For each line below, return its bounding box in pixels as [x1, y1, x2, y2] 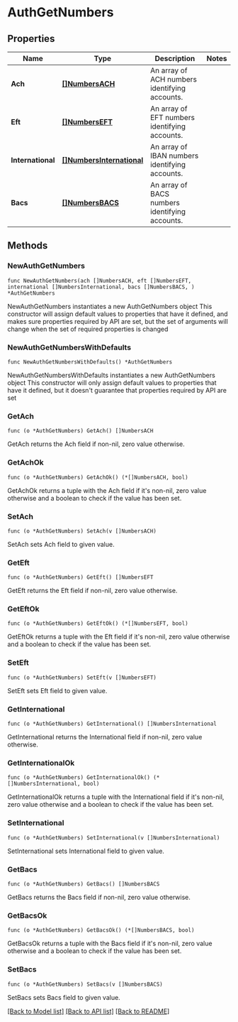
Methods [7, 239, 48, 252]
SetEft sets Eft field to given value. [7, 686, 108, 695]
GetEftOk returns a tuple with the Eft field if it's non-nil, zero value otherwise [7, 633, 230, 641]
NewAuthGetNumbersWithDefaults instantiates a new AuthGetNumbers [7, 371, 216, 379]
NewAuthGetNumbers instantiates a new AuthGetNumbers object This [7, 302, 212, 310]
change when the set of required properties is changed [7, 325, 169, 333]
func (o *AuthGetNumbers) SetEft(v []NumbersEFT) [7, 674, 157, 681]
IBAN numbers [149, 151, 199, 161]
